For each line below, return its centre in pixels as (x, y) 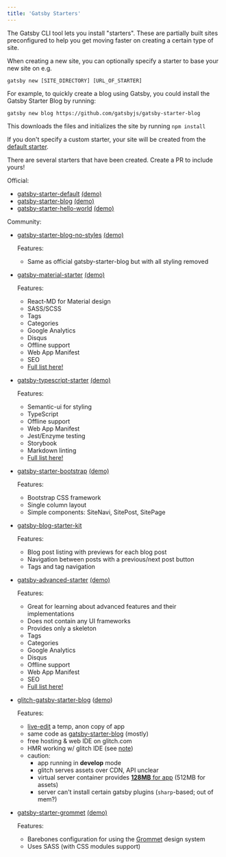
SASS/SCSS (44, 309)
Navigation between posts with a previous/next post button (111, 559)
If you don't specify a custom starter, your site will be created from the (106, 139)
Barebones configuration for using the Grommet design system (116, 839)
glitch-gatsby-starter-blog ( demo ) (65, 699)
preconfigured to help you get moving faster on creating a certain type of (110, 40)
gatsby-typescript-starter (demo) (64, 380)
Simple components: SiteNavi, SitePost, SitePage (96, 512)
